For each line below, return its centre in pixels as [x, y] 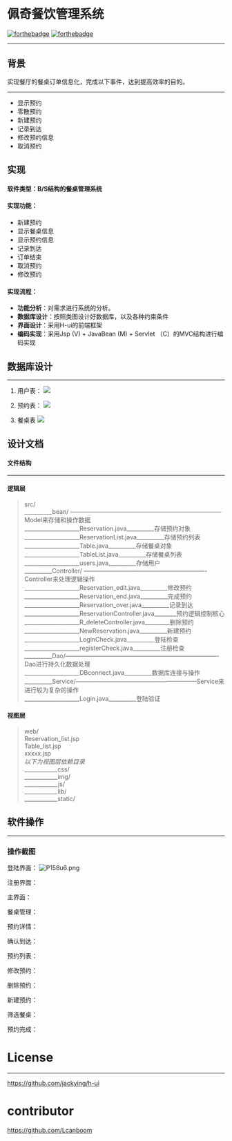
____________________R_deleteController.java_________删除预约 [109, 622]
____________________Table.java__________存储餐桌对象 [98, 546]
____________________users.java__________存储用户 [92, 563]
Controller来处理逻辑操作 [59, 579]
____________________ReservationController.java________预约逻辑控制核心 [124, 613]
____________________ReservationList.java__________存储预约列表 [112, 537]
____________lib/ [45, 791]
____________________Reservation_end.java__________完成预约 [108, 596]
